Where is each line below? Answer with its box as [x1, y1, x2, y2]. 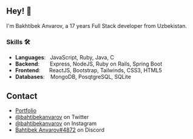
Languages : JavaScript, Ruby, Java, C [15, 54, 114, 61]
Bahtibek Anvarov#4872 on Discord [15, 126, 105, 134]
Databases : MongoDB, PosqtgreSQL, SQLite [15, 73, 132, 81]
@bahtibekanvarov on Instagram [15, 120, 97, 127]
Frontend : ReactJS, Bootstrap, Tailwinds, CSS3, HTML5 [15, 67, 162, 74]
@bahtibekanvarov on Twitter [15, 113, 89, 120]
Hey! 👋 [6, 6, 32, 16]
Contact [6, 90, 38, 101]
